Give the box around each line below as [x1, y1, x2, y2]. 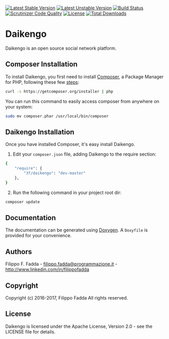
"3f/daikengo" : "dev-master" [24, 171, 86, 176]
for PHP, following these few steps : [5, 79, 79, 85]
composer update [5, 199, 40, 204]
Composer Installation [5, 60, 78, 69]
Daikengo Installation [5, 128, 75, 136]
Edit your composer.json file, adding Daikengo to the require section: [12, 151, 157, 157]
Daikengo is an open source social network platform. [5, 45, 117, 51]
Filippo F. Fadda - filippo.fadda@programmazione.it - [5, 261, 118, 267]
